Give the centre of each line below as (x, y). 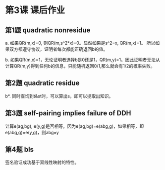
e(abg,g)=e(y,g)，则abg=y (32, 132)
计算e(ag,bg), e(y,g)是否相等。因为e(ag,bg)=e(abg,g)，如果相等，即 (75, 126)
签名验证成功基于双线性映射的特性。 (42, 163)
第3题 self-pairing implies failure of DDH (68, 113)
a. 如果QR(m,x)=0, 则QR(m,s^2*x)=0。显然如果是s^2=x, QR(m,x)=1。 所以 (80, 43)
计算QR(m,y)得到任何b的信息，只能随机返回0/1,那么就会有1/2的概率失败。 (80, 66)
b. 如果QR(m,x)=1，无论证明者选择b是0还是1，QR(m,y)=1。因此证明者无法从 (82, 60)
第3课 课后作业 (35, 10)
